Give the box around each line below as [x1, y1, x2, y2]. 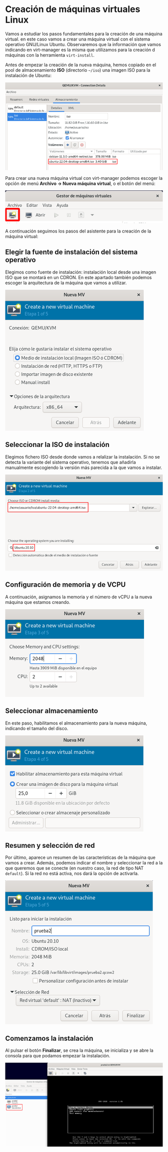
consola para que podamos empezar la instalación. [5, 1053, 110, 1059]
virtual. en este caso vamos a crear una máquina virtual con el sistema [5, 36, 150, 42]
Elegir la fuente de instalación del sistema [5, 248, 138, 257]
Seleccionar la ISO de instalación [5, 440, 110, 449]
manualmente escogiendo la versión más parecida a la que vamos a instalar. [5, 465, 162, 471]
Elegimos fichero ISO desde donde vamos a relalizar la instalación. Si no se [5, 453, 160, 459]
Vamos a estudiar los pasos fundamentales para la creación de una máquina [5, 31, 162, 37]
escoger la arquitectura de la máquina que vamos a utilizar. [5, 280, 127, 286]
